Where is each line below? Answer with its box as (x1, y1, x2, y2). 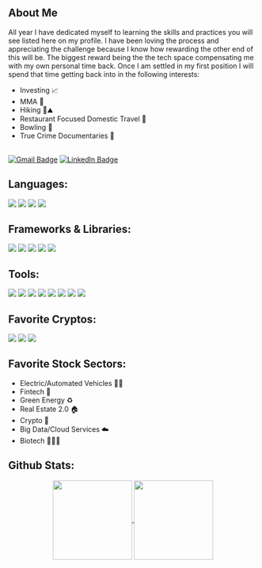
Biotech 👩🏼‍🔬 (19, 436, 61, 445)
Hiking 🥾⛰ (19, 105, 54, 114)
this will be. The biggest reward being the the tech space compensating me (8, 52, 255, 62)
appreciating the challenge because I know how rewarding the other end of (8, 44, 253, 54)
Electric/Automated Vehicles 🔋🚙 (19, 378, 123, 387)
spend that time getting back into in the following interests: (8, 69, 200, 78)
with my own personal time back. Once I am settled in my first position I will (8, 61, 254, 71)
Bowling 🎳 (19, 122, 53, 132)
